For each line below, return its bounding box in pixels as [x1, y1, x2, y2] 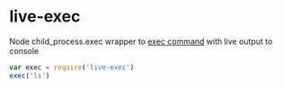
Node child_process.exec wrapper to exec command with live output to [9, 36, 273, 47]
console [9, 45, 40, 56]
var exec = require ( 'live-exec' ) [9, 63, 135, 72]
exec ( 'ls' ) [9, 71, 50, 80]
